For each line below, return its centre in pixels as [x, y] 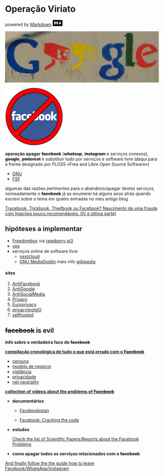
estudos [21, 429]
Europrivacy [24, 304]
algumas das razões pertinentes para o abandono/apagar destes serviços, [80, 188]
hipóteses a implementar [44, 229]
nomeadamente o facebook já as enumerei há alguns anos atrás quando [78, 194]
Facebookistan [34, 410]
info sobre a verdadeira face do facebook [48, 342]
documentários [28, 401]
